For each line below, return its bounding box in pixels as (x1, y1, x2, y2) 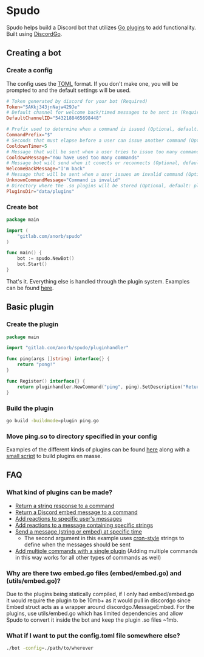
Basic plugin (6, 302, 54, 312)
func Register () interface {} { (6, 378, 86, 384)
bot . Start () (17, 261, 47, 268)
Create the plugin (6, 320, 59, 328)
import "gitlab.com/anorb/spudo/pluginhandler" (6, 345, 129, 351)
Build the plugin (6, 404, 53, 412)
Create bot (6, 203, 38, 211)
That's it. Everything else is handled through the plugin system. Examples (6, 277, 190, 285)
